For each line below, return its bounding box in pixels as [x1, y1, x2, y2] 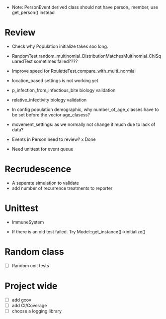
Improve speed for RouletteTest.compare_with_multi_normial [11, 68, 136, 74]
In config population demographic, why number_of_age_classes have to [11, 106, 159, 112]
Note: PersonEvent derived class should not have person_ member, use [11, 4, 159, 10]
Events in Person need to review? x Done [11, 136, 96, 142]
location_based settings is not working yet [11, 77, 99, 84]
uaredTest [11, 58, 33, 64]
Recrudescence [4, 164, 72, 175]
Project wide [4, 281, 58, 292]
